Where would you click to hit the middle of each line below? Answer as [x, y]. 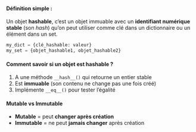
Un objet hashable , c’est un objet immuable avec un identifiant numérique [98, 21]
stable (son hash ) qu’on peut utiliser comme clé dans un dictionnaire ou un [98, 28]
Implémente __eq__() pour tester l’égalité [65, 90]
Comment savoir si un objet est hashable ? [60, 64]
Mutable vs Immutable [35, 103]
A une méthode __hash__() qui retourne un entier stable [83, 77]
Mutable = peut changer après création [64, 117]
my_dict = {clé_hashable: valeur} [49, 45]
